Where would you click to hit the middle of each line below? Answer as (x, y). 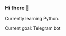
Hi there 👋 (17, 8)
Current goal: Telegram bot (33, 28)
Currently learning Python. (32, 19)
